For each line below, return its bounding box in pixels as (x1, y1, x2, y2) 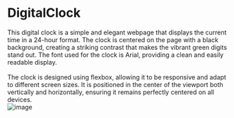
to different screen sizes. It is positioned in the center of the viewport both (7, 80, 224, 88)
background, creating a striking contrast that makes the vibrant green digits (7, 43, 228, 51)
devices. (7, 95, 33, 103)
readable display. (7, 58, 57, 66)
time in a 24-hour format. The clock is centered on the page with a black (7, 35, 219, 44)
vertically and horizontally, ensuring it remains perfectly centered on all (7, 88, 214, 96)
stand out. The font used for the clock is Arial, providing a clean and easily (7, 51, 224, 59)
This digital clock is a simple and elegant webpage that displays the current (7, 28, 227, 37)
